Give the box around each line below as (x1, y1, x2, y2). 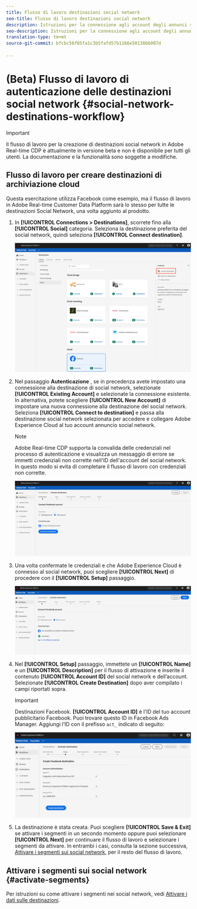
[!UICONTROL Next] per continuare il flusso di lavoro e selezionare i (14, 836, 180, 843)
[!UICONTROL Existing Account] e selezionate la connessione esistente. (14, 390, 191, 397)
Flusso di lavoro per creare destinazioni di (6, 170, 162, 180)
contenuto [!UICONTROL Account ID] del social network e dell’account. (14, 673, 188, 680)
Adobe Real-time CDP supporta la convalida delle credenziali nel (14, 444, 171, 451)
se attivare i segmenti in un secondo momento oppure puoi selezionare (14, 830, 186, 837)
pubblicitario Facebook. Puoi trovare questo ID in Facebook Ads (14, 714, 169, 721)
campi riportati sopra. (14, 685, 67, 692)
